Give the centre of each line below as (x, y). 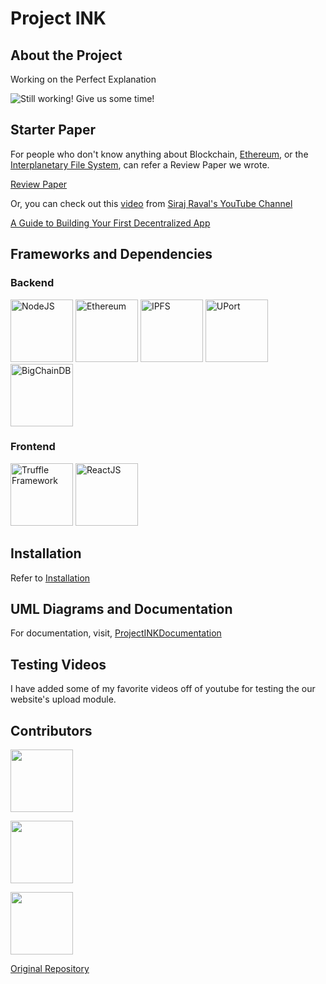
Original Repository (50, 969)
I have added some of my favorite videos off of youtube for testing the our (163, 689)
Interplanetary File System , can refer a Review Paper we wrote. (140, 164)
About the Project (66, 55)
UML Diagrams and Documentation (121, 609)
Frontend (33, 447)
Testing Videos (58, 664)
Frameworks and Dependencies (111, 254)
